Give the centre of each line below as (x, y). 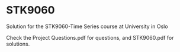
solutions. (18, 44)
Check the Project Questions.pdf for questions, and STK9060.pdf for (90, 37)
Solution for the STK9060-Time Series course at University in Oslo (87, 26)
